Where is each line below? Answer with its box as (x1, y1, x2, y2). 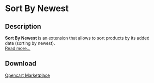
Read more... (5, 46, 31, 51)
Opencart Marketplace (5, 72, 50, 78)
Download (5, 59, 36, 68)
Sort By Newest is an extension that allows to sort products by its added (5, 35, 150, 41)
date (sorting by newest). (5, 40, 55, 46)
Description (5, 22, 41, 31)
